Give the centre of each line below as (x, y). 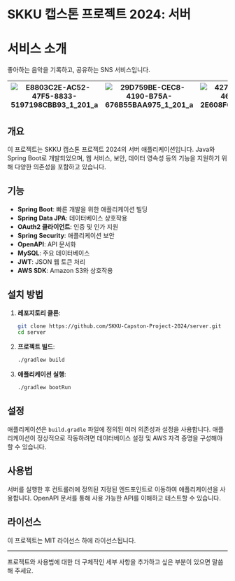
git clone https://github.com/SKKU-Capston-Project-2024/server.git (119, 326)
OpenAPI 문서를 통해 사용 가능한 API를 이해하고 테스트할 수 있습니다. (127, 498)
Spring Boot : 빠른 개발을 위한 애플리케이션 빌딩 (83, 209)
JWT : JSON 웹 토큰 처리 (51, 261)
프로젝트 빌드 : (36, 346)
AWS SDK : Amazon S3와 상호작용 (65, 270)
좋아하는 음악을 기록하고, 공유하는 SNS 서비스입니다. (79, 70)
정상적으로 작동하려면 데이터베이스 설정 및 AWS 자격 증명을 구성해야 (130, 437)
